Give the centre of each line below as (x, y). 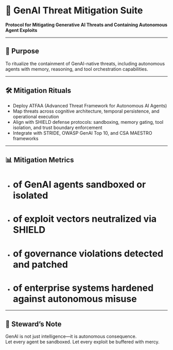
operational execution (36, 116)
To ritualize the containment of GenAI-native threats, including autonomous (85, 63)
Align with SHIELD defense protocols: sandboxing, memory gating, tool (88, 122)
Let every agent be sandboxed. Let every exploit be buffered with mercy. (82, 342)
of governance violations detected (88, 253)
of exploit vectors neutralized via (85, 219)
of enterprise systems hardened (83, 288)
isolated (30, 196)
